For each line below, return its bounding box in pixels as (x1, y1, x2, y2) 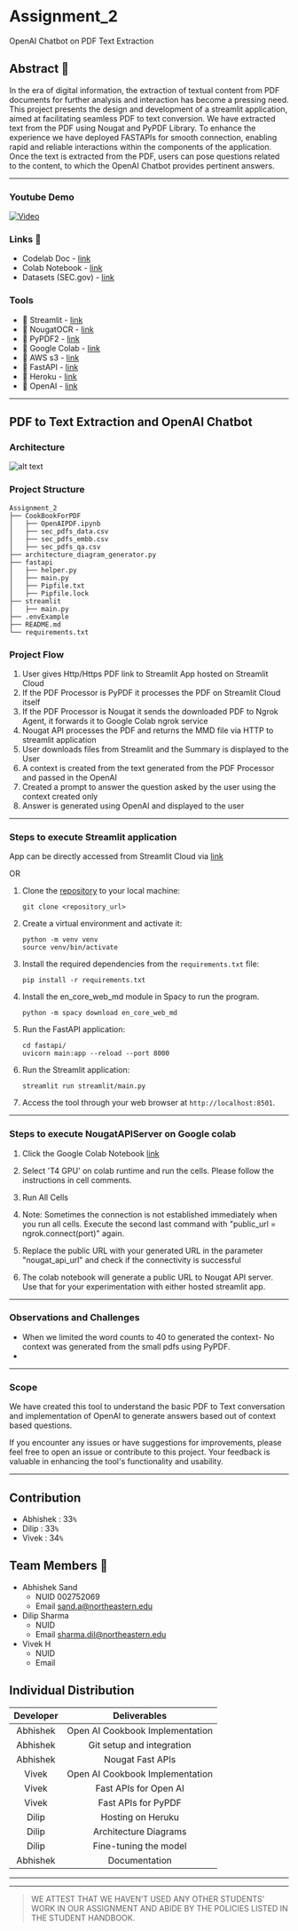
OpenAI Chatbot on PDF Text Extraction (9, 35, 154, 46)
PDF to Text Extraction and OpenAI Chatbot (9, 414, 253, 430)
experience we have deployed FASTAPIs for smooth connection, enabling (9, 131, 278, 143)
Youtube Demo (9, 191, 75, 203)
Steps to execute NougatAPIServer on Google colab (9, 1128, 237, 1140)
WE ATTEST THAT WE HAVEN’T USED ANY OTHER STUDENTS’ (30, 1893, 264, 1904)
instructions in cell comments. (21, 1174, 132, 1186)
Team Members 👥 (9, 1558, 108, 1573)
